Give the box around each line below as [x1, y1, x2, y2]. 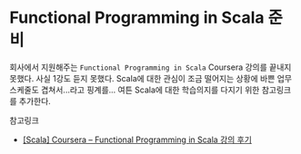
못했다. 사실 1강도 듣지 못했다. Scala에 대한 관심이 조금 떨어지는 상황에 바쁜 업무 [9, 72, 293, 83]
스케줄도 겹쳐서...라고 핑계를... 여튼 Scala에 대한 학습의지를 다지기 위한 [9, 84, 260, 95]
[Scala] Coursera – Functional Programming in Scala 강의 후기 [22, 134, 253, 145]
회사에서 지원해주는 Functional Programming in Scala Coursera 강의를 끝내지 [9, 62, 292, 72]
